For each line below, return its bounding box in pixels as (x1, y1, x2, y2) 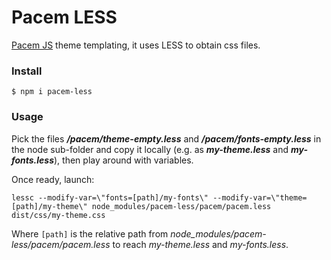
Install (11, 64, 43, 78)
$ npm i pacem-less (11, 87, 93, 97)
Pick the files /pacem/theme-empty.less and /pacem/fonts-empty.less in (11, 132, 322, 145)
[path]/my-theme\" (11, 201, 88, 211)
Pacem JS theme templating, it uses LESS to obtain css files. (11, 39, 261, 51)
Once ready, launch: (11, 173, 95, 185)
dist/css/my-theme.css (11, 210, 106, 220)
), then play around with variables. (54, 154, 194, 166)
